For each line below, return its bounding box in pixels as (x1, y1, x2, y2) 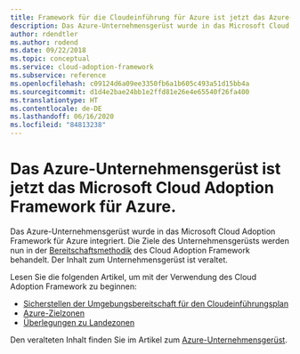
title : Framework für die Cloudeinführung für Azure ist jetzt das (10, 12, 266, 22)
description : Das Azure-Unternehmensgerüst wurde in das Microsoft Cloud (10, 21, 290, 30)
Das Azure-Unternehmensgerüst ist (10, 159, 281, 179)
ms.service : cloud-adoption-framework (10, 63, 154, 72)
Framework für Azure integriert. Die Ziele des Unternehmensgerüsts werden (10, 235, 290, 245)
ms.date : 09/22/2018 (10, 46, 87, 55)
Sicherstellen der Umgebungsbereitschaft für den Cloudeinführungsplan (22, 298, 288, 309)
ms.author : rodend (10, 37, 78, 47)
